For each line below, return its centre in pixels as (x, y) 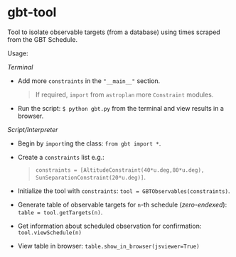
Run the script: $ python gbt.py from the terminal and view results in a (120, 108)
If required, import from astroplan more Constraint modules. (124, 94)
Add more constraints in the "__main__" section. (89, 81)
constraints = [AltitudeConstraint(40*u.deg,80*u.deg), (120, 170)
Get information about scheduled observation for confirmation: (109, 226)
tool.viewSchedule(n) (49, 233)
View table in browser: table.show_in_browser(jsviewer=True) (109, 246)
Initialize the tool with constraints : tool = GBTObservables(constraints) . (124, 191)
